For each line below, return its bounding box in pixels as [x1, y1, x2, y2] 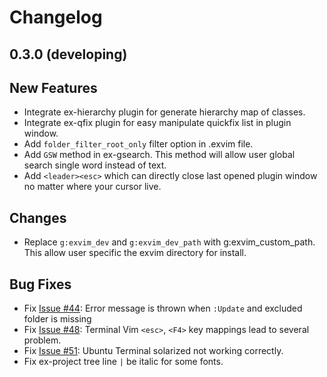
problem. [23, 334, 62, 346]
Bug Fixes [9, 276, 72, 293]
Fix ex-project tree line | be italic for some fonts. [23, 356, 224, 368]
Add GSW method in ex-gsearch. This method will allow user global [23, 149, 296, 161]
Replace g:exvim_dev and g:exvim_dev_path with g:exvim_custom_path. [23, 236, 316, 248]
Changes [9, 209, 67, 226]
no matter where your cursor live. [23, 181, 162, 193]
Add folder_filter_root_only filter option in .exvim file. [23, 138, 254, 150]
